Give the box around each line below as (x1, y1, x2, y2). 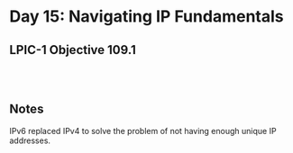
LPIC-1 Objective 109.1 (9, 42, 137, 58)
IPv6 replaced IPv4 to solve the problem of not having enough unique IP (9, 125, 277, 136)
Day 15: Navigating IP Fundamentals (9, 6, 284, 27)
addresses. (9, 135, 51, 146)
